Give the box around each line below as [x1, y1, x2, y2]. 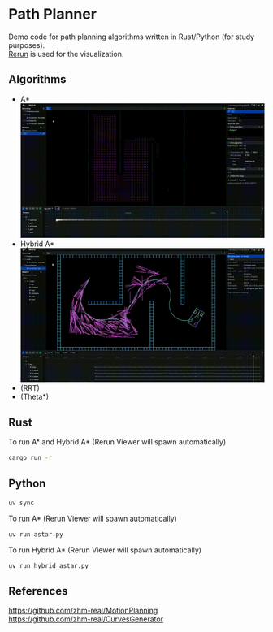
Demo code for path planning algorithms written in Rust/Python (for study [8, 32, 254, 41]
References [8, 584, 68, 598]
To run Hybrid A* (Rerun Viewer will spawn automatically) [8, 545, 201, 555]
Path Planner [8, 5, 97, 24]
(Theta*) [19, 392, 50, 402]
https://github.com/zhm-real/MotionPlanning [8, 606, 158, 616]
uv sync [8, 499, 35, 507]
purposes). [8, 40, 45, 50]
